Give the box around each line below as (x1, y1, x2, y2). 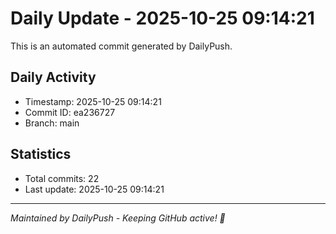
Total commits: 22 (24, 172, 100, 184)
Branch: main (24, 117, 80, 129)
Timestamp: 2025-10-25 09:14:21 (24, 95, 162, 107)
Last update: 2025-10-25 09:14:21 (24, 183, 165, 195)
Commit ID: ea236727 (24, 106, 116, 118)
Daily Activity (10, 69, 97, 86)
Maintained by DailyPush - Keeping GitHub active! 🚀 (10, 212, 226, 224)
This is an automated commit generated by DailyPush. (10, 40, 233, 52)
